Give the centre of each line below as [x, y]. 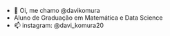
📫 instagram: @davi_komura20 [58, 25]
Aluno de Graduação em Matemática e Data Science [88, 18]
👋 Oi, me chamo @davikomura [57, 11]
